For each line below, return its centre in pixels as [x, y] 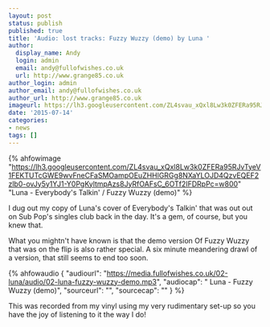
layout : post [30, 16]
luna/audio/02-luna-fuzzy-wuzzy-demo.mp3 [82, 281]
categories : [28, 121]
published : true [35, 31]
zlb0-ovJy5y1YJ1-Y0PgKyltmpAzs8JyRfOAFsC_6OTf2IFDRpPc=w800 [123, 184]
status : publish [35, 23]
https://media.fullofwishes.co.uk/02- [167, 273]
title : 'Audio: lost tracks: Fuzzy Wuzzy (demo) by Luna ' [109, 38]
